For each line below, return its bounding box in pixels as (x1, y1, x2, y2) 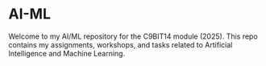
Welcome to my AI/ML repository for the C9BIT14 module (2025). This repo (8, 31, 258, 41)
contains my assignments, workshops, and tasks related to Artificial (8, 39, 233, 49)
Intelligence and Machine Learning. (8, 48, 126, 58)
